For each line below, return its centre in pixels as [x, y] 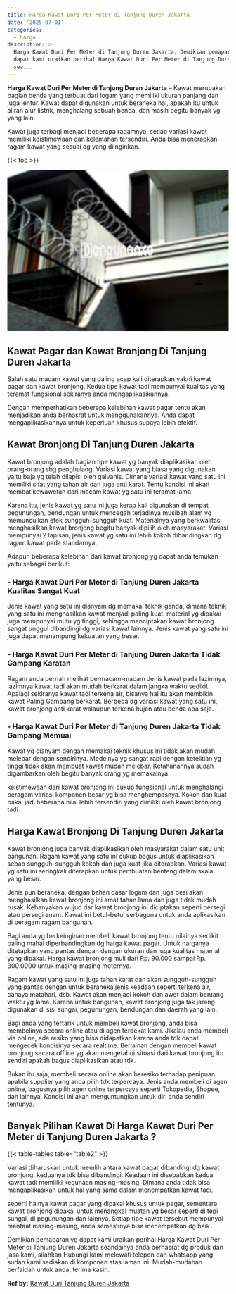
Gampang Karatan [39, 664]
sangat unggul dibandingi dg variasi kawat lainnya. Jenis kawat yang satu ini [118, 629]
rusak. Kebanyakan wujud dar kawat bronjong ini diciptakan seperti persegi [116, 907]
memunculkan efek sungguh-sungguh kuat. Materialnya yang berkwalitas [114, 520]
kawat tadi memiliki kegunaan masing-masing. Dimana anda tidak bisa [109, 1183]
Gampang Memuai [39, 735]
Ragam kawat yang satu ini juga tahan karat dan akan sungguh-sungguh [112, 979]
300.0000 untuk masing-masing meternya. [70, 966]
